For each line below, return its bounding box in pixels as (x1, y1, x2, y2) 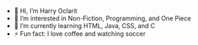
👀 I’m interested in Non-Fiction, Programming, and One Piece (13, 14, 192, 22)
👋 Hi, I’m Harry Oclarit (13, 7, 78, 15)
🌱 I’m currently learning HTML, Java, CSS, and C (13, 22, 156, 30)
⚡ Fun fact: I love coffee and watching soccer (13, 30, 146, 38)
